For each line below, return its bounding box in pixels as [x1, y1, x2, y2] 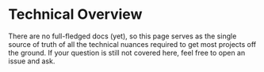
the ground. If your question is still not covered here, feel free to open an [8, 48, 246, 57]
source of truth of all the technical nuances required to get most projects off [8, 39, 257, 49]
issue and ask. [8, 56, 55, 66]
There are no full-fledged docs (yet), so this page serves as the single [8, 31, 237, 41]
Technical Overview [8, 5, 143, 23]
